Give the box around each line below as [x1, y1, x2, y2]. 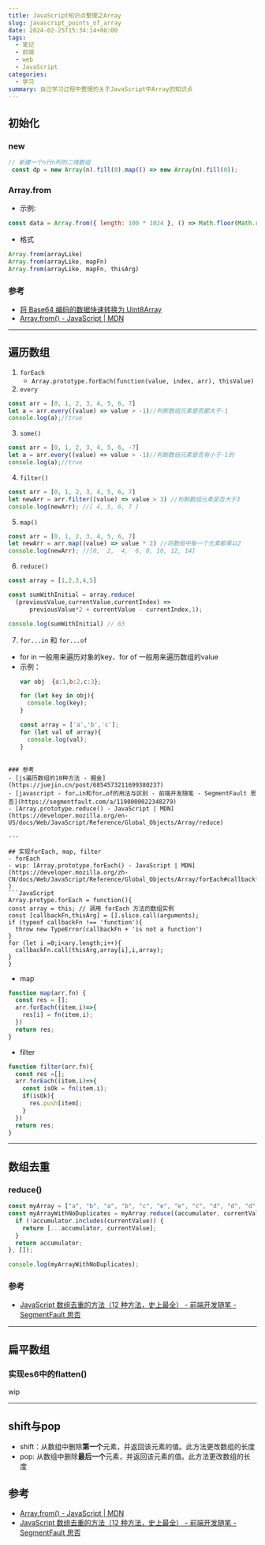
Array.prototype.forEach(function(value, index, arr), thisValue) [31, 377, 255, 385]
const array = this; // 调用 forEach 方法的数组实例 [8, 905, 175, 912]
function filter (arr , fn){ [8, 1063, 93, 1071]
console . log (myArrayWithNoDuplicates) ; [8, 1260, 140, 1269]
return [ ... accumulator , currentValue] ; [22, 1224, 157, 1232]
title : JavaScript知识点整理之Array [8, 11, 121, 20]
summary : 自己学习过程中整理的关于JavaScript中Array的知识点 [8, 85, 193, 93]
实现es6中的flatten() [8, 1369, 88, 1380]
